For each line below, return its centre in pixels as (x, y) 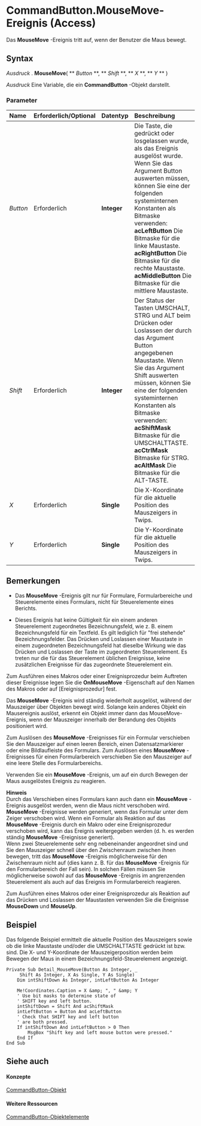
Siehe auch (28, 1062)
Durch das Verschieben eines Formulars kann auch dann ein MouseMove (97, 799)
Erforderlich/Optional (65, 116)
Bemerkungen (33, 581)
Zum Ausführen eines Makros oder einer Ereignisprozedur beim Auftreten (97, 676)
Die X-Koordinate (159, 490)
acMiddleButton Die (163, 276)
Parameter (22, 100)
